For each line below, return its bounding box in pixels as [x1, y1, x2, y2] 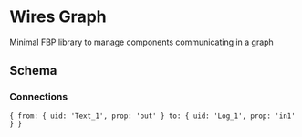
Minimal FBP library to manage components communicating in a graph [9, 37, 274, 47]
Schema [9, 63, 57, 79]
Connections [9, 90, 68, 103]
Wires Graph [9, 6, 107, 27]
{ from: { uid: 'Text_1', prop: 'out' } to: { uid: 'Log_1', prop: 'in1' [9, 111, 297, 121]
